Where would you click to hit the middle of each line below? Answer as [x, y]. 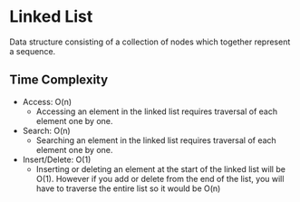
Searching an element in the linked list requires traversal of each [156, 140]
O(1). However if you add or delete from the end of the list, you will [160, 178]
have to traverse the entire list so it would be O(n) [128, 188]
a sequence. [33, 51]
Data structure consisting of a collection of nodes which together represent [150, 42]
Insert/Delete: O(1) [57, 159]
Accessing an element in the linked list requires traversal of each [157, 111]
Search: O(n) [46, 130]
